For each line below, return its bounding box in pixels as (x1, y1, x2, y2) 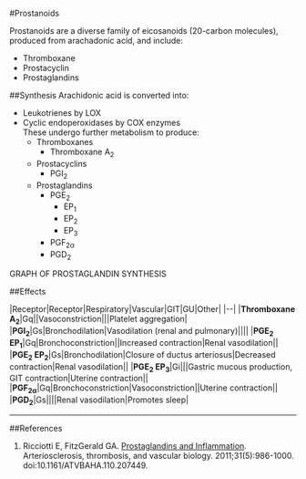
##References (9, 422, 63, 433)
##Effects (9, 286, 46, 297)
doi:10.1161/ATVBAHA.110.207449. (22, 460, 148, 471)
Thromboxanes (36, 137, 94, 147)
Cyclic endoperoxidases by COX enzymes (22, 118, 180, 128)
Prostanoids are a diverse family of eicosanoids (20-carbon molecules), (9, 26, 280, 36)
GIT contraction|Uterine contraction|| (9, 373, 148, 384)
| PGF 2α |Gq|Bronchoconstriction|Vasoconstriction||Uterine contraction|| (9, 382, 278, 396)
